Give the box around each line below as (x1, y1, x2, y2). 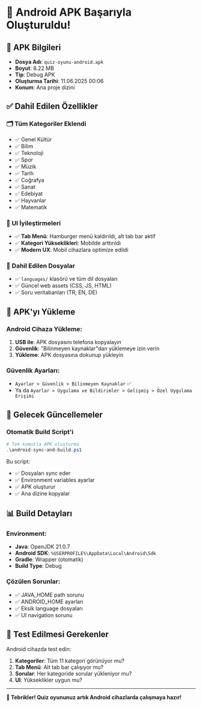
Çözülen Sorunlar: (6, 577, 61, 586)
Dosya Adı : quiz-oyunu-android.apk (14, 58, 104, 65)
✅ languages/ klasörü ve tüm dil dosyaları (14, 275, 118, 283)
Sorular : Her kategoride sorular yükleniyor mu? (14, 670, 132, 677)
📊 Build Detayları (6, 509, 72, 519)
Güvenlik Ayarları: (6, 366, 60, 374)
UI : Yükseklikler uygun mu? (14, 676, 82, 683)
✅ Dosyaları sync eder (14, 470, 71, 477)
